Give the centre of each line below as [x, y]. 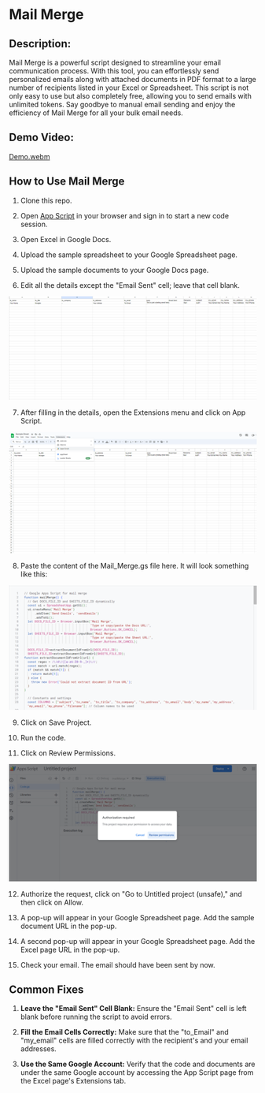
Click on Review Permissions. [68, 753]
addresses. [39, 1049]
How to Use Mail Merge [67, 182]
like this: [34, 574]
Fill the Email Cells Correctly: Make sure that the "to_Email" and [124, 1032]
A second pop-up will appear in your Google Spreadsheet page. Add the [138, 941]
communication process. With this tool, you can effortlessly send [114, 71]
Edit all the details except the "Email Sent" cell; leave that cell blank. [130, 285]
